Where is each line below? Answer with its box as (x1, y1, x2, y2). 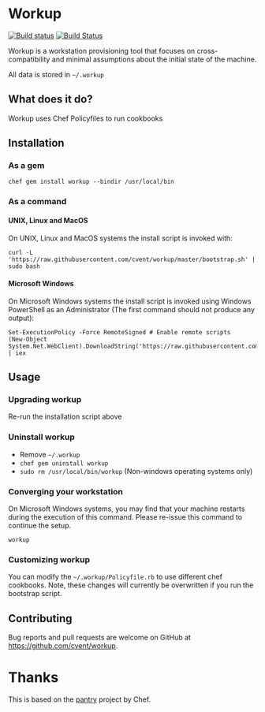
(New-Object (8, 335, 47, 343)
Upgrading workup (8, 394, 82, 405)
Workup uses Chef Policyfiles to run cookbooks (8, 114, 163, 123)
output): (8, 313, 34, 322)
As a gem (8, 160, 45, 171)
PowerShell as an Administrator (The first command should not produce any (8, 304, 255, 314)
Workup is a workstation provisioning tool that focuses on (8, 46, 196, 55)
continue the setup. (8, 521, 72, 531)
